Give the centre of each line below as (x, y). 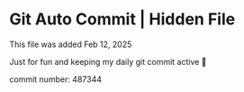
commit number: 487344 (55, 79)
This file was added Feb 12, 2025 (71, 44)
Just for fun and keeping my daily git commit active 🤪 (108, 61)
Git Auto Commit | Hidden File (122, 19)
